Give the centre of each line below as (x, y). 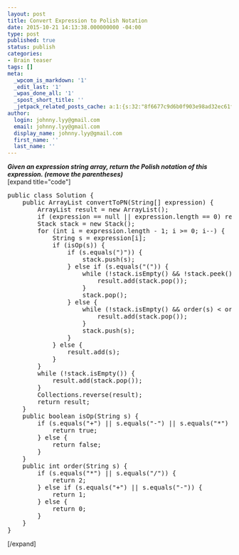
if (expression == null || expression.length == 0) (129, 217)
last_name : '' (34, 147)
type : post (23, 34)
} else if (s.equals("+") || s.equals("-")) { (120, 488)
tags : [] (20, 67)
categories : (25, 54)
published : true (31, 41)
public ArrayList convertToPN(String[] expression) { (118, 203)
